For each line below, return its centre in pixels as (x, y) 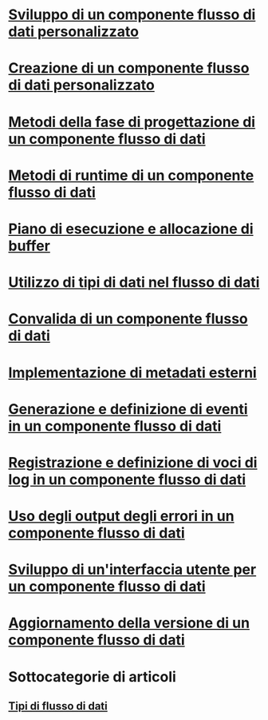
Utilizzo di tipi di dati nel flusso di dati (134, 282)
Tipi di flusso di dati (58, 706)
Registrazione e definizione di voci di (133, 462)
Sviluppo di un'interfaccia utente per (132, 570)
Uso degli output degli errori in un (121, 516)
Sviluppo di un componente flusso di (132, 15)
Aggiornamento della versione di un (129, 623)
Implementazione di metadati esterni (132, 372)
